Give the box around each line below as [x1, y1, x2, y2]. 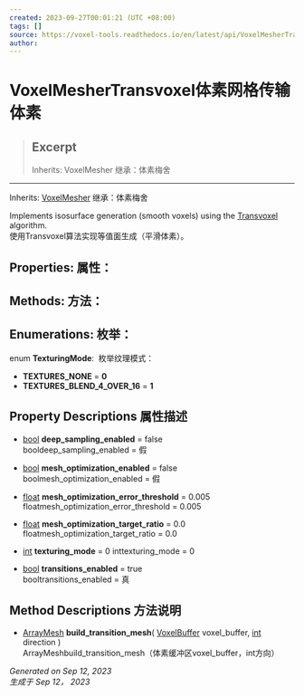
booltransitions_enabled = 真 [22, 574, 130, 585]
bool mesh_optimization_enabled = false [22, 462, 178, 473]
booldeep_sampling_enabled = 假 [22, 444, 147, 455]
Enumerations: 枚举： [9, 327, 133, 342]
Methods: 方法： [9, 293, 104, 309]
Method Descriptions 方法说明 [9, 603, 182, 618]
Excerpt [31, 139, 77, 155]
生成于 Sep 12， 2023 [9, 676, 90, 688]
